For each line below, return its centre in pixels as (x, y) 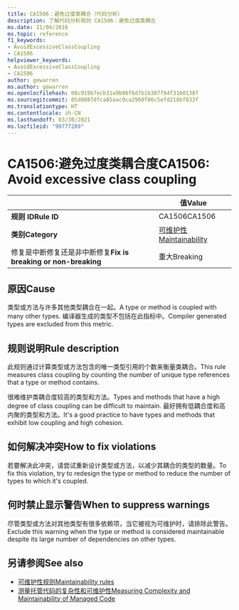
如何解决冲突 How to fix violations (82, 447)
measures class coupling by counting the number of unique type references (118, 375)
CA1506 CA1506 (187, 216)
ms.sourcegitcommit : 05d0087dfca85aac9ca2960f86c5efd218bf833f (103, 100)
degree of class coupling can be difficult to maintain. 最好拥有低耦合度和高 (117, 406)
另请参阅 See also (46, 563)
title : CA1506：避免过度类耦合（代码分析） (65, 14)
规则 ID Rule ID (35, 217)
